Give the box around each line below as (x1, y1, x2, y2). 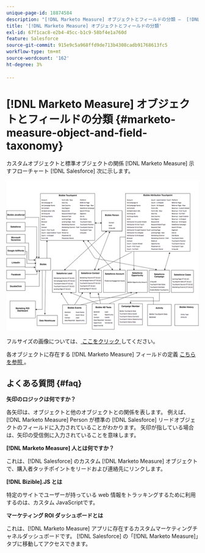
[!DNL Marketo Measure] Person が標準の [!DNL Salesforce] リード (6, 416, 174, 423)
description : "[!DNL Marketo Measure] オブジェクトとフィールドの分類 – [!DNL (6, 16, 200, 23)
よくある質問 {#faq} (6, 378, 82, 388)
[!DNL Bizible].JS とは (6, 478, 63, 485)
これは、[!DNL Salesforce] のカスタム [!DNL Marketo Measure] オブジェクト (6, 457, 198, 465)
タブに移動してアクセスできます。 (6, 540, 92, 547)
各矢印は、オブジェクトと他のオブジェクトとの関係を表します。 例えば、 (6, 408, 189, 416)
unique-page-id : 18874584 (6, 10, 72, 16)
